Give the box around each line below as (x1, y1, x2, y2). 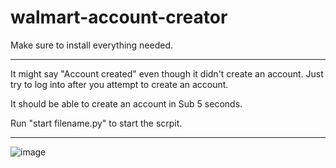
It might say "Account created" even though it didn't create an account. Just (10, 67, 324, 80)
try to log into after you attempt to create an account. (10, 78, 229, 90)
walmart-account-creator (10, 6, 228, 29)
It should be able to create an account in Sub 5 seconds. (10, 97, 243, 110)
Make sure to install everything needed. (10, 39, 174, 51)
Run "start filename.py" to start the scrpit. (10, 117, 183, 129)
